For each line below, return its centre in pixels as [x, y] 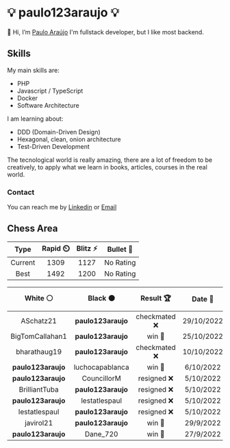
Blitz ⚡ [87, 248]
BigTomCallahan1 [39, 336]
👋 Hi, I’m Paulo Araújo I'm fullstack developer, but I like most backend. [105, 32]
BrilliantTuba [39, 389]
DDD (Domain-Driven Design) [59, 132]
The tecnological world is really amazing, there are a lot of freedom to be [110, 160]
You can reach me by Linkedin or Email [62, 207]
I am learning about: [35, 119]
